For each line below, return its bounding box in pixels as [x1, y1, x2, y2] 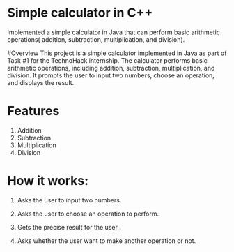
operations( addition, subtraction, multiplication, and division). [7, 35, 185, 43]
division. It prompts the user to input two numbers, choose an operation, [7, 71, 214, 80]
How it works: [7, 173, 89, 189]
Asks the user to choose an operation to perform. [17, 209, 159, 218]
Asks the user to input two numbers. [17, 195, 122, 204]
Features [7, 103, 60, 119]
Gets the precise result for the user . [17, 223, 122, 231]
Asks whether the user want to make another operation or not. [17, 236, 196, 245]
